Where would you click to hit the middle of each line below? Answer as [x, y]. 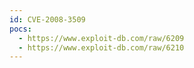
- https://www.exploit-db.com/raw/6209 [101, 38]
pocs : [20, 29]
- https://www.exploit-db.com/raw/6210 [101, 47]
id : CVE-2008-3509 [47, 19]
